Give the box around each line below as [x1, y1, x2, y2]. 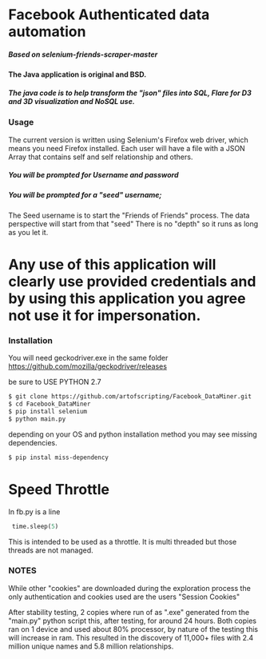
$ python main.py [8, 414, 66, 423]
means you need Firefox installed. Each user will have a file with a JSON [8, 143, 245, 153]
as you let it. [8, 227, 49, 237]
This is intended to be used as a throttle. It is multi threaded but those [8, 537, 237, 546]
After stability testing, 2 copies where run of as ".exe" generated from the [8, 607, 250, 617]
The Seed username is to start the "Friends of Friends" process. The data [8, 210, 250, 220]
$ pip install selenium [8, 408, 88, 416]
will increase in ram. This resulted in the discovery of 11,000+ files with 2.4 [8, 633, 254, 642]
